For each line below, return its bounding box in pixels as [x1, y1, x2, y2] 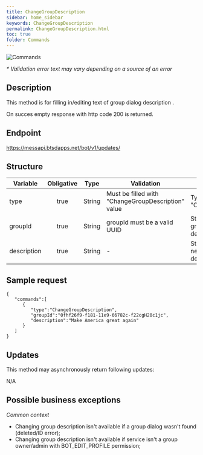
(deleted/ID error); [14, 429, 60, 436]
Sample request [6, 275, 68, 285]
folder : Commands [6, 37, 50, 43]
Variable [13, 179, 38, 188]
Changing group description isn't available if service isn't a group [14, 436, 178, 443]
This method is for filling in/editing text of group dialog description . [6, 98, 174, 106]
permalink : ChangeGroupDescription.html [6, 25, 110, 32]
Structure [6, 161, 43, 172]
